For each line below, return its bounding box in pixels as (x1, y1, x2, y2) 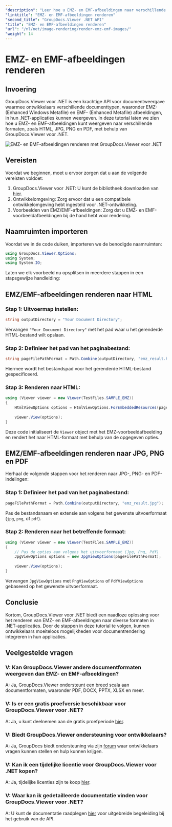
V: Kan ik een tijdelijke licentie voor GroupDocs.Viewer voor (5, 761, 157, 768)
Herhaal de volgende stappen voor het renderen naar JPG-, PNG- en (5, 471, 150, 477)
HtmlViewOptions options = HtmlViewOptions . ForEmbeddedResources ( (14, 405, 159, 410)
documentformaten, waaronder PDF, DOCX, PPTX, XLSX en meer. (5, 687, 144, 693)
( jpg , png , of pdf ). (5, 515, 42, 521)
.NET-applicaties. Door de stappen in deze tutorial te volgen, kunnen (5, 623, 150, 629)
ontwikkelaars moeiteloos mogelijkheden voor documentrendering (5, 628, 145, 634)
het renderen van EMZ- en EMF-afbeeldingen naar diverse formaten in (5, 617, 154, 623)
